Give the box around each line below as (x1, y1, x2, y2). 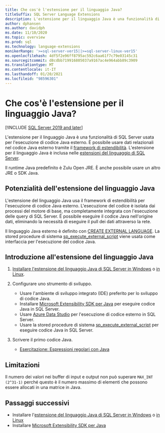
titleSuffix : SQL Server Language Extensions (5, 12, 100, 17)
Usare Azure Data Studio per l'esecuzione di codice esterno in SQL (19, 311, 156, 317)
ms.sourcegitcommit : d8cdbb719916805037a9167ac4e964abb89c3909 (5, 58, 138, 63)
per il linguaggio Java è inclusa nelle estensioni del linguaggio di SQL (5, 149, 145, 156)
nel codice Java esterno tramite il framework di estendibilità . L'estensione (5, 144, 154, 150)
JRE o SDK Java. (5, 170, 39, 176)
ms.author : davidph (5, 26, 45, 31)
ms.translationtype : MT (5, 62, 54, 67)
